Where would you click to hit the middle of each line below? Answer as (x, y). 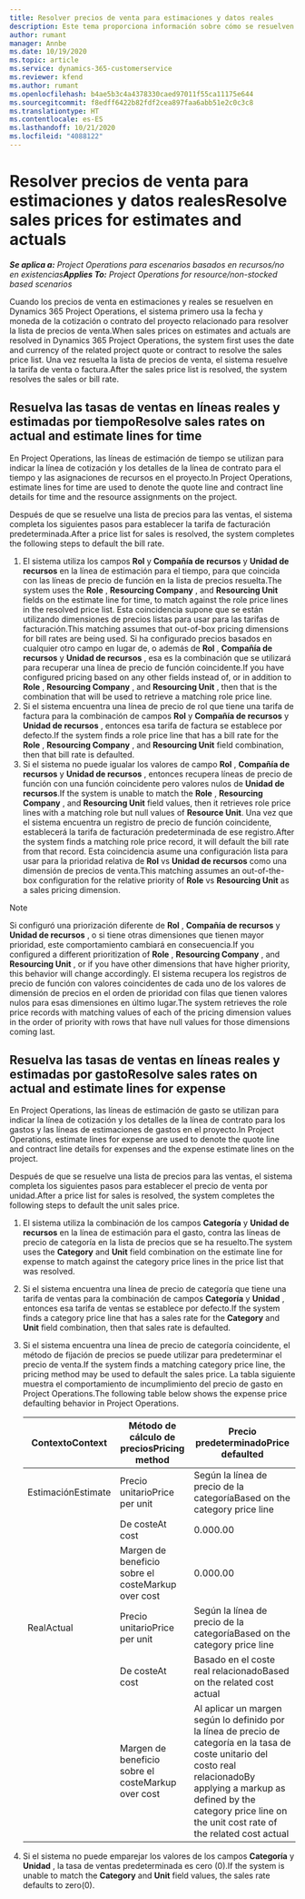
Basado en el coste (234, 1660)
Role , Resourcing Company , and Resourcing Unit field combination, (153, 745)
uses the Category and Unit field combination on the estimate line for (152, 1252)
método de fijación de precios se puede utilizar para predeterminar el (152, 1355)
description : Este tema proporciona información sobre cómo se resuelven (152, 26)
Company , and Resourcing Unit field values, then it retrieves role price (157, 803)
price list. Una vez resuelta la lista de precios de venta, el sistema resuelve (149, 360)
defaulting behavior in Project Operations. (101, 1404)
